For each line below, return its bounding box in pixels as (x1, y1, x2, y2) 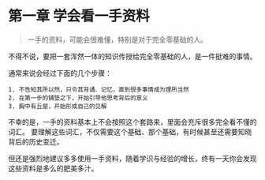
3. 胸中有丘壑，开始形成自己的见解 (8, 102, 107, 111)
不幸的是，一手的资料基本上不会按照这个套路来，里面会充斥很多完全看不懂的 (8, 117, 257, 126)
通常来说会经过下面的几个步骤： (8, 68, 112, 77)
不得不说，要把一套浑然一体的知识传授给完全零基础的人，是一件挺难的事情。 (8, 51, 257, 61)
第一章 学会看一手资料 (8, 7, 150, 25)
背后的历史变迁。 (8, 137, 64, 146)
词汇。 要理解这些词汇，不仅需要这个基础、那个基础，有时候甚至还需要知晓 (8, 127, 252, 137)
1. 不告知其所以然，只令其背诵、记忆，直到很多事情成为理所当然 (8, 85, 189, 93)
